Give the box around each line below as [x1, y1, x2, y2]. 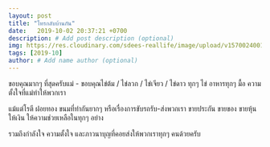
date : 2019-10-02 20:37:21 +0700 [8, 27, 128, 35]
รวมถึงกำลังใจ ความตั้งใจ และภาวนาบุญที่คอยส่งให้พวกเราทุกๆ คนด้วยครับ [8, 129, 201, 138]
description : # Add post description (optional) [8, 34, 174, 43]
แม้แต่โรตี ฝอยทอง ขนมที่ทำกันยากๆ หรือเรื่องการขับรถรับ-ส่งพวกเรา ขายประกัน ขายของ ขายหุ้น [8, 104, 257, 113]
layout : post [8, 11, 52, 20]
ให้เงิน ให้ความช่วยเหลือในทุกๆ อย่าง [8, 112, 104, 122]
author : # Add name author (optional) [8, 57, 138, 65]
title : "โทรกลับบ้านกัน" [8, 19, 76, 27]
